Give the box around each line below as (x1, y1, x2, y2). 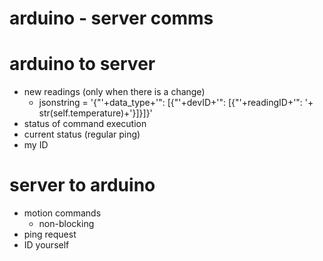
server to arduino (9, 174, 156, 197)
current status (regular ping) (23, 128, 141, 141)
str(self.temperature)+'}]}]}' (38, 107, 153, 119)
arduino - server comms (9, 7, 214, 30)
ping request (23, 228, 77, 241)
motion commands (23, 207, 102, 219)
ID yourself (23, 239, 70, 251)
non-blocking (38, 218, 95, 230)
